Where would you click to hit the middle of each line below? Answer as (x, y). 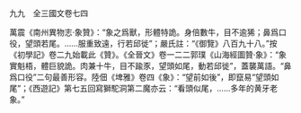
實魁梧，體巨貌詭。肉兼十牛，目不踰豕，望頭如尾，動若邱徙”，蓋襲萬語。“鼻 (150, 66)
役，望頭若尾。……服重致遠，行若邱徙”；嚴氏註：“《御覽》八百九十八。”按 (143, 43)
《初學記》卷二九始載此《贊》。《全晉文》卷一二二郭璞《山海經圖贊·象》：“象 (148, 55)
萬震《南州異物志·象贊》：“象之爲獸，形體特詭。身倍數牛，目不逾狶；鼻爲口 (148, 32)
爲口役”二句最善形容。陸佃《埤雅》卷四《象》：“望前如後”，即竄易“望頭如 (144, 77)
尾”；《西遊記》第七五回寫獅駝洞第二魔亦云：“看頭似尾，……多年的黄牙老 (144, 88)
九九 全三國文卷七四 (49, 13)
